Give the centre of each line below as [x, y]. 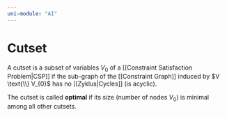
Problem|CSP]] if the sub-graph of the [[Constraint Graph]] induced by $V [113, 77]
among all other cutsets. [42, 107]
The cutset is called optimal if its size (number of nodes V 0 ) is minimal [108, 98]
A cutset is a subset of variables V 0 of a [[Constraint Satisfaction [100, 68]
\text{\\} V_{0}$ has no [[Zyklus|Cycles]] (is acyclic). [82, 84]
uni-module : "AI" [32, 14]
